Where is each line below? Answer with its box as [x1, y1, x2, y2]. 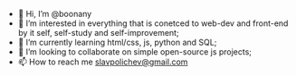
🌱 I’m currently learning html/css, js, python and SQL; [17, 37, 217, 47]
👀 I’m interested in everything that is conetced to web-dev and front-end [17, 18, 289, 29]
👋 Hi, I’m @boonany [17, 9, 92, 19]
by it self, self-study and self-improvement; [17, 28, 179, 38]
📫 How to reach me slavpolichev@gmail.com [17, 56, 188, 67]
